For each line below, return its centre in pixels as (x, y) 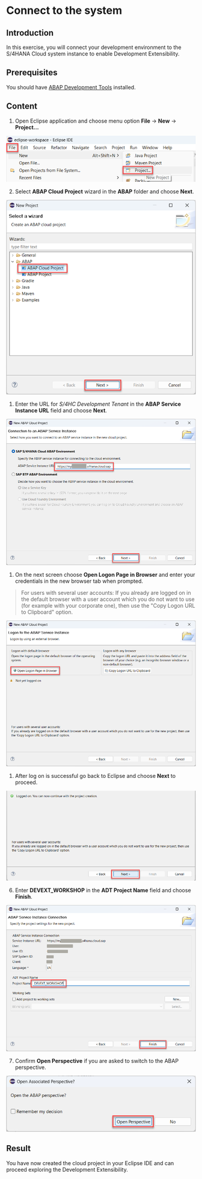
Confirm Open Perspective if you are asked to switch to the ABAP (97, 1061)
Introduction (30, 33)
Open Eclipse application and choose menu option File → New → (96, 121)
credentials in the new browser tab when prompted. (79, 581)
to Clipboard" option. (47, 612)
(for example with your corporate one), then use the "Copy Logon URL (108, 605)
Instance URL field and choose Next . (61, 411)
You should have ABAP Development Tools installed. (71, 87)
